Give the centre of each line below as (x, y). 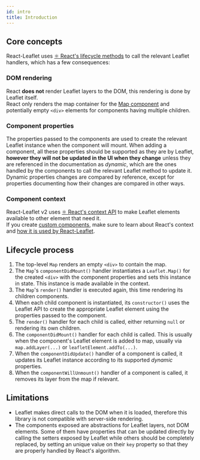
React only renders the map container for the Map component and (88, 104)
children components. (42, 296)
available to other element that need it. (54, 218)
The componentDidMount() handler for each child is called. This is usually (104, 335)
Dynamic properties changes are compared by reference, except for (90, 177)
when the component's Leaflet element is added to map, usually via (98, 341)
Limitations (28, 398)
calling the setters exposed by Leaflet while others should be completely (104, 438)
